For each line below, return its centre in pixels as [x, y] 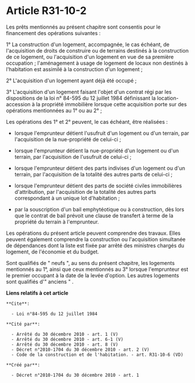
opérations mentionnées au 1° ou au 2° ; [54, 110]
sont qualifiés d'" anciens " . [40, 281]
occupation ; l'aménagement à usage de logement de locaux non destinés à [97, 63]
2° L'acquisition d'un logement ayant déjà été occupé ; [71, 81]
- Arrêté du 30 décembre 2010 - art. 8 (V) [65, 344]
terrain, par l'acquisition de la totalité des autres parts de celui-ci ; [93, 174]
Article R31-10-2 [46, 11]
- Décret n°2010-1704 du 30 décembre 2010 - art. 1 [75, 375]
